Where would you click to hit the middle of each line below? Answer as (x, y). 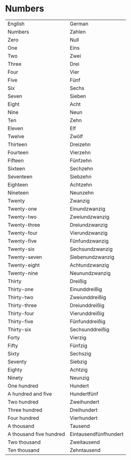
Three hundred (25, 410)
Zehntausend (85, 450)
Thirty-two (21, 297)
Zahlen (78, 32)
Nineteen (18, 193)
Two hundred (23, 402)
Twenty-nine (23, 273)
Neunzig (80, 378)
